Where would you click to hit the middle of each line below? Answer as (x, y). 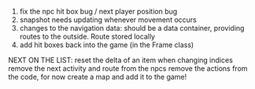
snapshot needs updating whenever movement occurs (108, 20)
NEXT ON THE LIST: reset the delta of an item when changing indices (121, 60)
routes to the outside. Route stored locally (87, 36)
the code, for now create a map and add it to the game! (98, 77)
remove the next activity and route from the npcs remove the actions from (128, 69)
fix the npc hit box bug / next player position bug (98, 11)
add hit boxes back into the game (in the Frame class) (107, 45)
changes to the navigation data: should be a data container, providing (132, 28)
